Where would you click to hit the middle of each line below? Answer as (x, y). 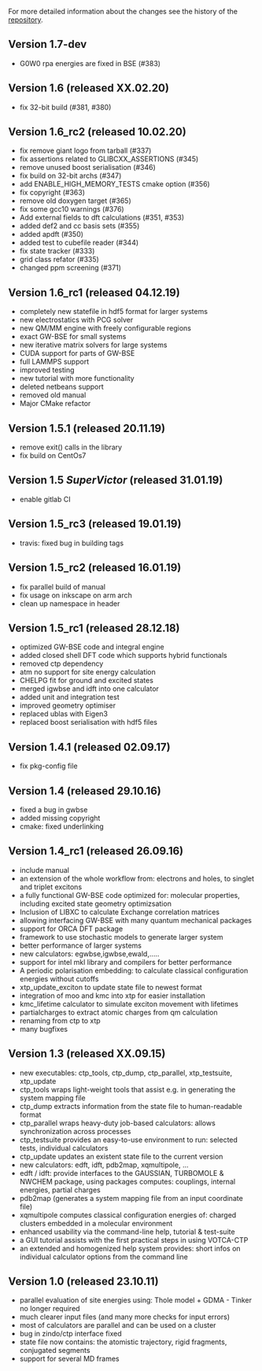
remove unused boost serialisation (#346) (87, 168)
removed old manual (53, 395)
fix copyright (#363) (52, 193)
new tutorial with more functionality (77, 379)
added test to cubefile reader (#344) (79, 242)
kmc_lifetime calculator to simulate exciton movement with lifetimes (129, 1003)
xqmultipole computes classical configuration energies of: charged (128, 1214)
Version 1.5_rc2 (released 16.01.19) (95, 568)
